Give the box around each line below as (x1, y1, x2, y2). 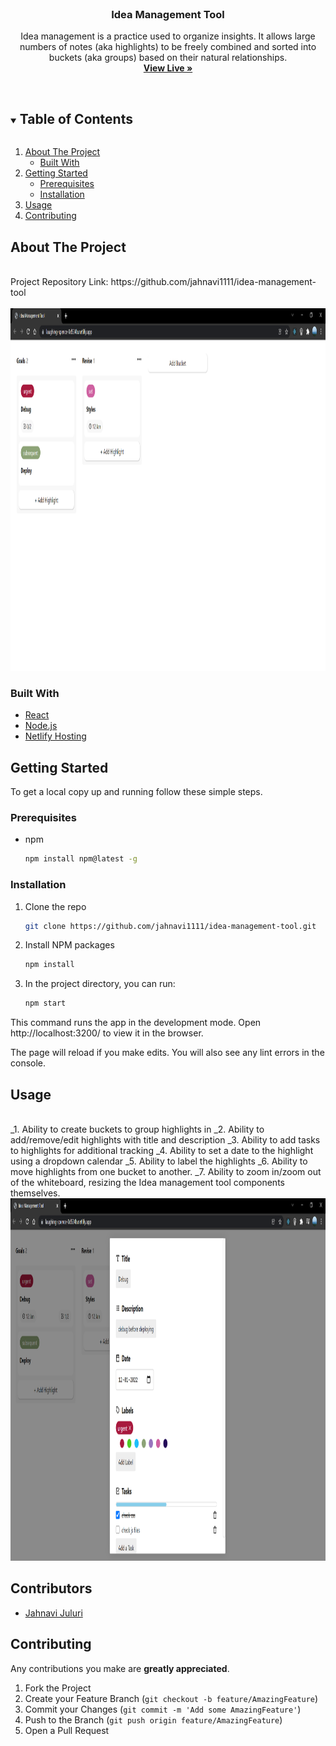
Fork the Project (24, 1682, 92, 1694)
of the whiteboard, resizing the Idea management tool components (10, 1176, 285, 1188)
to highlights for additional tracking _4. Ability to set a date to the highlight (10, 1144, 314, 1156)
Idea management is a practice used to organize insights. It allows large (20, 30, 316, 42)
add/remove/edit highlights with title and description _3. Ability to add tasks (10, 1133, 321, 1146)
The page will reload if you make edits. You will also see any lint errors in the (10, 1047, 325, 1059)
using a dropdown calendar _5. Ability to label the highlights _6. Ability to (10, 1155, 308, 1167)
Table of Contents (19, 110, 133, 127)
